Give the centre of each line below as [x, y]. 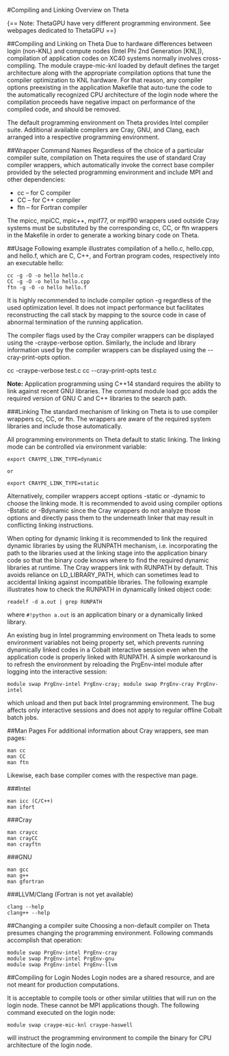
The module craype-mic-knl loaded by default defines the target [129, 65]
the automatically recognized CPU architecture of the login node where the [113, 95]
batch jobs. [23, 717]
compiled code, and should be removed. [64, 109]
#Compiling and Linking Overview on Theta [68, 10]
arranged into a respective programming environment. [83, 137]
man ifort [21, 807]
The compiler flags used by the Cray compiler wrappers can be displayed [110, 335]
